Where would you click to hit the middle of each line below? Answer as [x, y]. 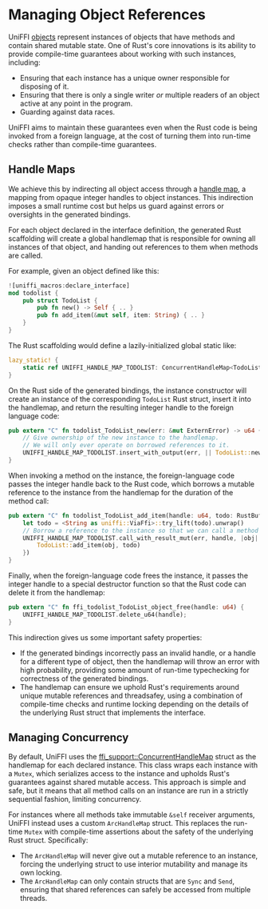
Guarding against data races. [67, 112]
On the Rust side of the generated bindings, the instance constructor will [128, 390]
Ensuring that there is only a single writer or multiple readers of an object [140, 94]
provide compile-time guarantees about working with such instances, [122, 54]
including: [25, 62]
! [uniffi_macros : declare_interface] [69, 286]
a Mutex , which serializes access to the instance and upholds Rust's [119, 774]
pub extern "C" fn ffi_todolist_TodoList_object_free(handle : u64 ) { [126, 607]
